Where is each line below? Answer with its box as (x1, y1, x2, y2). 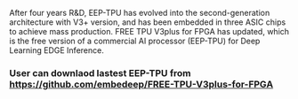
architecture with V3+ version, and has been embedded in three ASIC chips (9, 17, 286, 27)
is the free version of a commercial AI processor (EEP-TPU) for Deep (9, 35, 261, 46)
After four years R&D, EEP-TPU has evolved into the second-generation (9, 8, 270, 18)
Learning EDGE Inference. (9, 45, 104, 56)
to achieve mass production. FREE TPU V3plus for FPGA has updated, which (9, 27, 290, 36)
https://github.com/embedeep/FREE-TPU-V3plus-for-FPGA (9, 78, 274, 90)
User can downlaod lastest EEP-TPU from (9, 66, 191, 79)
